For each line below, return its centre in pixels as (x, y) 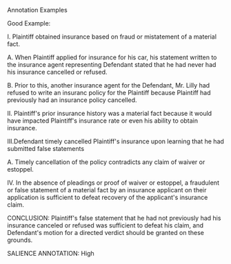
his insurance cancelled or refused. (58, 72)
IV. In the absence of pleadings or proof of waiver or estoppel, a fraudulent (113, 183)
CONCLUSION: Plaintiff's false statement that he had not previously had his (114, 218)
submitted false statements (46, 149)
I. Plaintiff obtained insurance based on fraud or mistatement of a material (112, 37)
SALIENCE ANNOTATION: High (51, 253)
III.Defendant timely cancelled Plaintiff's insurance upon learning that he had (115, 141)
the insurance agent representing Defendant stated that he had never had (112, 64)
